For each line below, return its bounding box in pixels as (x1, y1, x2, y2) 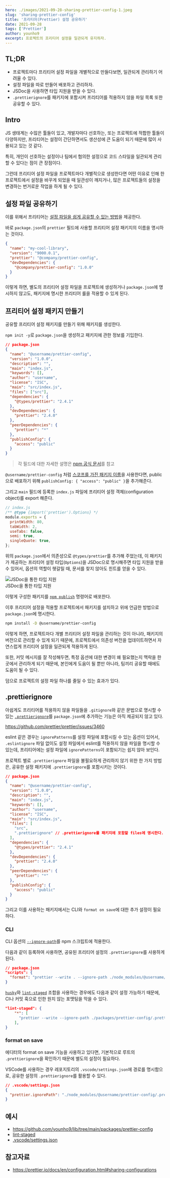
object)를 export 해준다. (5, 495, 54, 501)
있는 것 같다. (18, 142, 43, 148)
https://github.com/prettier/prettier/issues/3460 (5, 723, 105, 730)
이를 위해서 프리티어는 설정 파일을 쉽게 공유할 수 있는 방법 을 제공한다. (5, 214, 142, 220)
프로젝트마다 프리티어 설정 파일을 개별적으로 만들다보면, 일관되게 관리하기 (12, 69, 158, 75)
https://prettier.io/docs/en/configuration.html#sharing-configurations (12, 1166, 157, 1172)
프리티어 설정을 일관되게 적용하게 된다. (22, 643, 99, 649)
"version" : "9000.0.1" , (10, 251, 60, 256)
